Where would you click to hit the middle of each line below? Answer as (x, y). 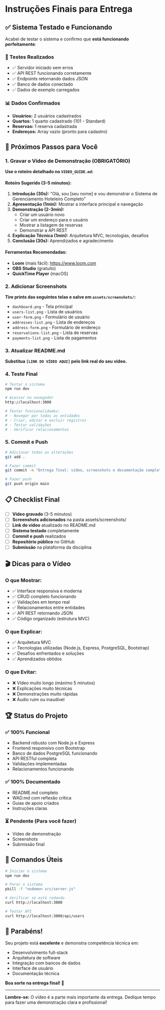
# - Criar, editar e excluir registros (46, 420)
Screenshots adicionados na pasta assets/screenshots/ (69, 520)
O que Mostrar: (24, 580)
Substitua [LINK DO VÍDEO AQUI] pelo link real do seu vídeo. (66, 361)
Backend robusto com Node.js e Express (53, 743)
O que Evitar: (21, 672)
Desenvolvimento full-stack (40, 952)
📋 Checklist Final (32, 500)
